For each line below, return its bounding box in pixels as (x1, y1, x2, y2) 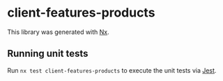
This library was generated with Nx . (7, 28, 109, 36)
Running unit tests (7, 48, 89, 60)
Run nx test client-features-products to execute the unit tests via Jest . (7, 66, 217, 74)
